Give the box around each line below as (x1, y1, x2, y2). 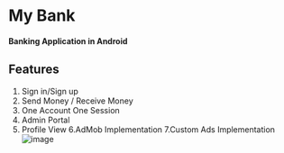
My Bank (8, 5, 76, 26)
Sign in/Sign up (21, 85, 78, 96)
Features (8, 62, 60, 77)
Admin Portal (21, 114, 70, 125)
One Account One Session (21, 104, 121, 115)
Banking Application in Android (8, 35, 128, 46)
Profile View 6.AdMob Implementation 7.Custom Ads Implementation (21, 123, 276, 135)
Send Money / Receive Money (21, 95, 133, 106)
